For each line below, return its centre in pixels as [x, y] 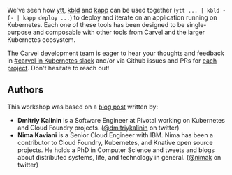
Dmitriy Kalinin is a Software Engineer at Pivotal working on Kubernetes [121, 120]
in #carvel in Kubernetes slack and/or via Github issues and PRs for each [112, 61]
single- [196, 25]
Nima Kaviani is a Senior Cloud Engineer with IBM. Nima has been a [115, 135]
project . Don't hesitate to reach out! [58, 68]
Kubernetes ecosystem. [41, 40]
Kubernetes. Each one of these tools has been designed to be [96, 25]
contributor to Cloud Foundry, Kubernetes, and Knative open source [115, 142]
